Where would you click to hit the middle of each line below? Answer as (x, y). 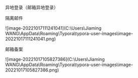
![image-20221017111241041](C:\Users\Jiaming (53, 28)
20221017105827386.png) (32, 70)
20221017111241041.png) (31, 39)
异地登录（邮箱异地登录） (32, 7)
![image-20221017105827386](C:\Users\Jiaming (55, 59)
